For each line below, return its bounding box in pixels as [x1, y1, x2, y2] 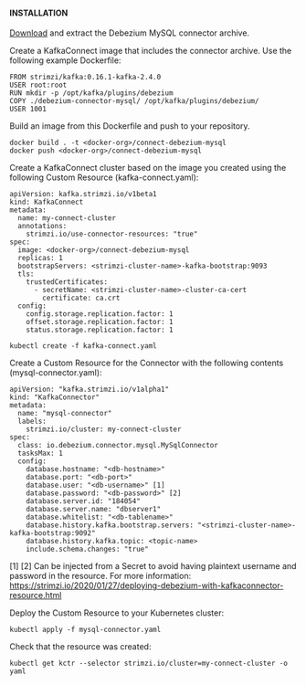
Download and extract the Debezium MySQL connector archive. [9, 27, 249, 38]
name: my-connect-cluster [17, 214, 117, 223]
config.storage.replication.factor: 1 [26, 310, 174, 319]
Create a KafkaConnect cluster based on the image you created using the [9, 163, 287, 174]
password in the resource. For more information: [9, 571, 192, 582]
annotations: [17, 222, 68, 231]
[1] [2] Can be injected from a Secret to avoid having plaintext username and [9, 561, 297, 572]
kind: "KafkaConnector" [9, 393, 100, 402]
